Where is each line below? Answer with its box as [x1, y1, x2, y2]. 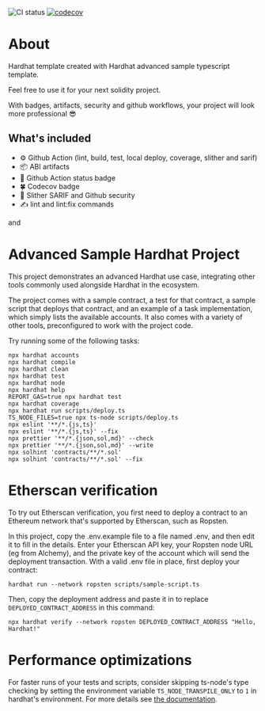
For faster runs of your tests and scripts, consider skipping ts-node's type [8, 677, 249, 686]
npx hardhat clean [8, 365, 69, 373]
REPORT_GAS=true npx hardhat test [8, 393, 123, 401]
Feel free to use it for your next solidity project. [8, 85, 161, 94]
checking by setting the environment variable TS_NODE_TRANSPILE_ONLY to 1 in [8, 686, 257, 695]
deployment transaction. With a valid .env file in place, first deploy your [8, 557, 240, 566]
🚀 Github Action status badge [19, 173, 116, 182]
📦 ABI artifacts [19, 162, 70, 171]
